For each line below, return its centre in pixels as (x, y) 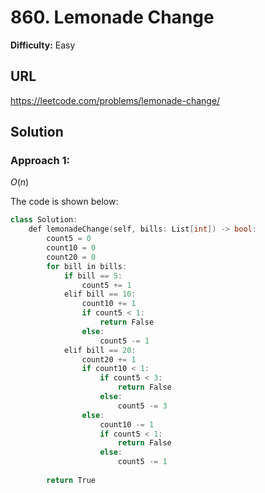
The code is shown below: (64, 202)
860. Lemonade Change (112, 17)
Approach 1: (40, 161)
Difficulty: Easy (43, 45)
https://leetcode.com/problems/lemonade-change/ (115, 100)
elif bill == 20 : (100, 350)
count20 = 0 (71, 257)
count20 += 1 (109, 359)
